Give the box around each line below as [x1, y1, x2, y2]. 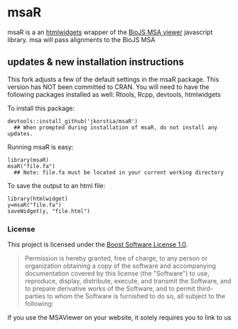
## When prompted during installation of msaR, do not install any [13, 124, 218, 131]
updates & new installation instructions [7, 56, 185, 68]
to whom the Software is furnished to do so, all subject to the [47, 292, 226, 301]
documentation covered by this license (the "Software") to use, [24, 269, 210, 278]
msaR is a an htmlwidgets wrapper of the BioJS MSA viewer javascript [7, 28, 213, 36]
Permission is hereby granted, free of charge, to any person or [24, 254, 208, 263]
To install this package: [7, 104, 75, 113]
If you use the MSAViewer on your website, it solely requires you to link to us [7, 313, 232, 322]
